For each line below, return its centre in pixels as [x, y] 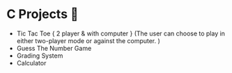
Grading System [40, 56]
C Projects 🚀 [42, 14]
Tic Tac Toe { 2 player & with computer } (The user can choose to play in [121, 33]
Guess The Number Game [54, 48]
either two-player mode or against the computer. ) [88, 40]
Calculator [31, 63]
